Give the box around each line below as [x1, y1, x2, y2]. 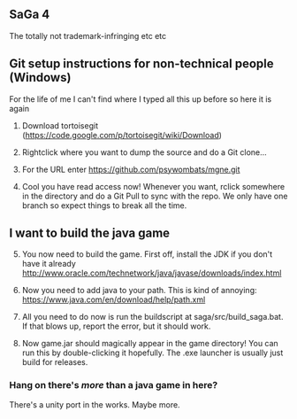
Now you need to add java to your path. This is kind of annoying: [21, 285, 258, 296]
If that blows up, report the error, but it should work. [21, 321, 211, 331]
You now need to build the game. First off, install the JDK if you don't [21, 249, 273, 260]
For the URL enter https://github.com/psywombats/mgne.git [21, 164, 240, 175]
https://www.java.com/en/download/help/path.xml [21, 294, 206, 305]
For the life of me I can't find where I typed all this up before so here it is [9, 93, 272, 105]
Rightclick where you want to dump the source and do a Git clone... [21, 146, 267, 158]
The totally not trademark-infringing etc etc [9, 30, 166, 41]
